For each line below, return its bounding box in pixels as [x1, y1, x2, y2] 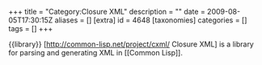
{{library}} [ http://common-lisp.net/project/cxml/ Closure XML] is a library [8, 39, 255, 49]
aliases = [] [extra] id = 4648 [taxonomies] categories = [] [54, 15, 247, 25]
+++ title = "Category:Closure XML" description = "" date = [8, 7, 206, 16]
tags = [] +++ [8, 24, 53, 33]
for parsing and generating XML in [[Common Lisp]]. [8, 48, 184, 57]
